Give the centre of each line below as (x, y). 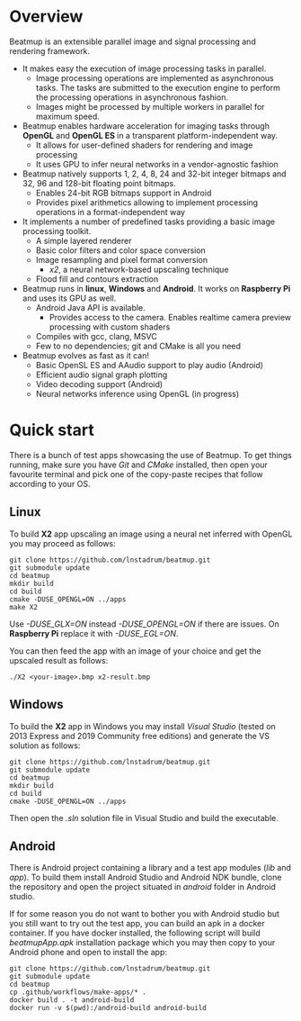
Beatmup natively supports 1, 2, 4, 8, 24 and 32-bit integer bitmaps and (154, 174)
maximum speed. (68, 116)
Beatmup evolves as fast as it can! (86, 355)
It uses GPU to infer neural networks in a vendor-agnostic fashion (157, 164)
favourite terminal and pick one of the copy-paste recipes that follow (136, 474)
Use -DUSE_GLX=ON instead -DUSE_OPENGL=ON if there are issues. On (145, 624)
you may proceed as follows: (62, 543)
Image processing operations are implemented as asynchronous (155, 77)
